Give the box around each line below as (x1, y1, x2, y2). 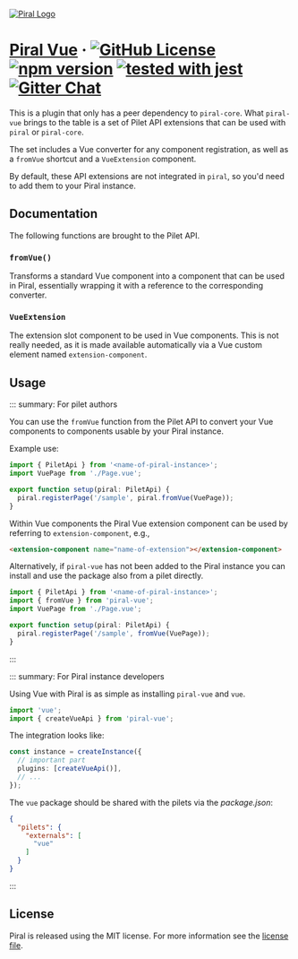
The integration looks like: (9, 730, 105, 741)
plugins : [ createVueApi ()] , (17, 765, 123, 773)
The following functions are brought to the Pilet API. (9, 229, 200, 241)
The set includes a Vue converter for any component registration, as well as (9, 143, 289, 154)
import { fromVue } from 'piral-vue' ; (9, 596, 154, 605)
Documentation (9, 206, 98, 221)
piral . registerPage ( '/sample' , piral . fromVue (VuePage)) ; (17, 493, 234, 502)
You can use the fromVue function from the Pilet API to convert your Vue (9, 417, 274, 428)
